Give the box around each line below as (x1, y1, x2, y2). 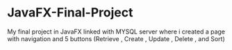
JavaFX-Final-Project (7, 5, 133, 21)
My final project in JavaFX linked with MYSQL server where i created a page (7, 27, 226, 36)
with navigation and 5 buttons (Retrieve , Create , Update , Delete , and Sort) (7, 34, 226, 42)
